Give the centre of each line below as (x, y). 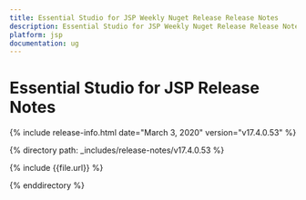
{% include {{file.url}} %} (56, 168)
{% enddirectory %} (47, 185)
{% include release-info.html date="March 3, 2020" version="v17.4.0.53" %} (153, 133)
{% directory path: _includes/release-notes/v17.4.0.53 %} (117, 150)
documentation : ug (44, 43)
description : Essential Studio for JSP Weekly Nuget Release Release (144, 26)
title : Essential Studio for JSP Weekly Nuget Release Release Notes (144, 18)
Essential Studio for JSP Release (134, 88)
